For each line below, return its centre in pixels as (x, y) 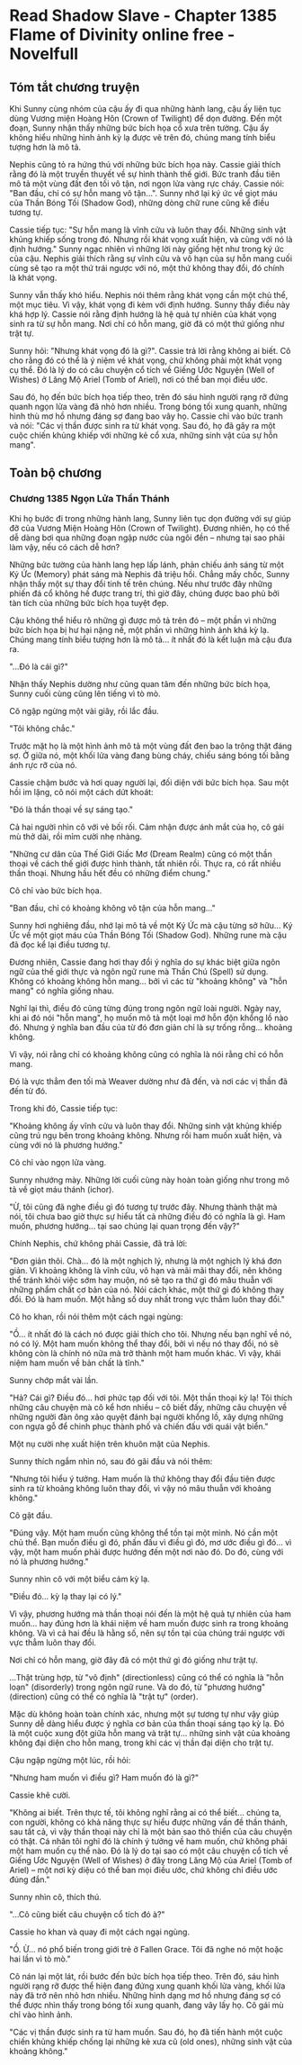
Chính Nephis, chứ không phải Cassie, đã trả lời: (98, 1243)
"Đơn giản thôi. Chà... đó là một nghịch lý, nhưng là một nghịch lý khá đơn (146, 1261)
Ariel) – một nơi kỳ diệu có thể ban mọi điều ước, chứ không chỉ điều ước (144, 1870)
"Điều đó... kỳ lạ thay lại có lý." (66, 1596)
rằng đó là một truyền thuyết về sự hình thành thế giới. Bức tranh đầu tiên (145, 174)
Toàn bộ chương (56, 473)
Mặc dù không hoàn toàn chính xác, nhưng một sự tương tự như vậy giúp (144, 1714)
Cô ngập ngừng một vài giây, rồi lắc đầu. (84, 711)
